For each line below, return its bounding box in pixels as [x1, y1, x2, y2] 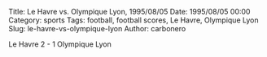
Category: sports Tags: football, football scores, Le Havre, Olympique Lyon [8, 15, 259, 25]
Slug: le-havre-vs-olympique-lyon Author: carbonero [8, 24, 186, 33]
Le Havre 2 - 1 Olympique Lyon [8, 39, 112, 49]
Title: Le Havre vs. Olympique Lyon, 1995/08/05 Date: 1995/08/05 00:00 [8, 7, 251, 16]
